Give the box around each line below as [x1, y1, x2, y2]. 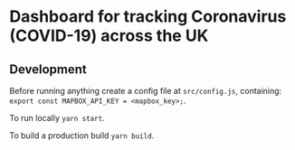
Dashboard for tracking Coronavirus [9, 6, 287, 27]
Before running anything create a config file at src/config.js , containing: [9, 86, 282, 96]
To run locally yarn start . [9, 113, 106, 123]
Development [9, 61, 88, 77]
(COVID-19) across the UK [9, 25, 209, 46]
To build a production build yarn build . [9, 130, 155, 141]
